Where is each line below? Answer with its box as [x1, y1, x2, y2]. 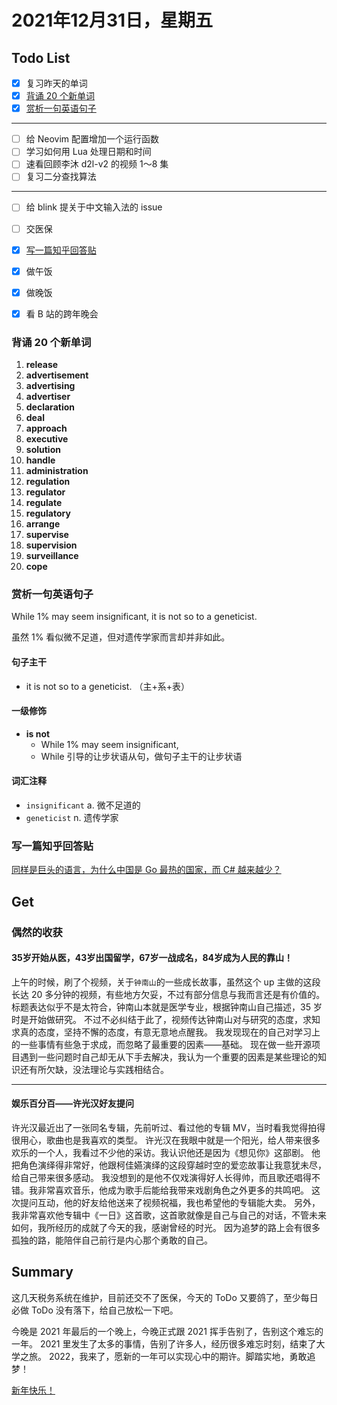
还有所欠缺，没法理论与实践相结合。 [19, 1063, 169, 1075]
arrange [25, 518, 61, 530]
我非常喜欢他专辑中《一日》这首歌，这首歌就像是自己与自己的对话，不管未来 [11, 1209, 327, 1221]
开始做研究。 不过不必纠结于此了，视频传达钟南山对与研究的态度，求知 [28, 1013, 321, 1025]
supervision [25, 539, 78, 551]
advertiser [25, 391, 71, 403]
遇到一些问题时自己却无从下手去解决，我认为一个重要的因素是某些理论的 [19, 1051, 318, 1063]
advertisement [25, 369, 89, 381]
